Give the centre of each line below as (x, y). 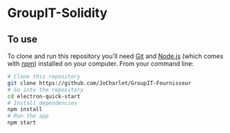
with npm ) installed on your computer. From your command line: (101, 64)
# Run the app (28, 116)
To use (22, 39)
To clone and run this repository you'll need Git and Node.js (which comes (115, 56)
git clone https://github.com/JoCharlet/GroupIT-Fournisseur (99, 83)
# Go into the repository (45, 90)
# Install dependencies (42, 103)
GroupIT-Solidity (57, 13)
